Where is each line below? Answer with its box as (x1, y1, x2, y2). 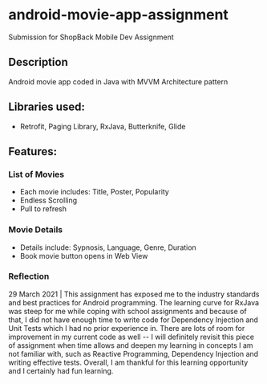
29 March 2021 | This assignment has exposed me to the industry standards (8, 289, 260, 299)
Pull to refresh (19, 204, 67, 214)
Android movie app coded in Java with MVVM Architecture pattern (8, 76, 229, 86)
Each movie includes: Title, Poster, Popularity (19, 187, 170, 197)
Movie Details (8, 224, 63, 235)
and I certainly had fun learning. (8, 366, 114, 375)
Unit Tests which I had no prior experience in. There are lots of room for (8, 323, 245, 333)
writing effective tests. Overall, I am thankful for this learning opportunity (8, 357, 249, 367)
